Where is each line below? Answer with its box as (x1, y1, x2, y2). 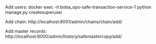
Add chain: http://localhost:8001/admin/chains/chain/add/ (5, 19, 123, 24)
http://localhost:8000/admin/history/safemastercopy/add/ (5, 34, 122, 39)
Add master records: (5, 28, 47, 34)
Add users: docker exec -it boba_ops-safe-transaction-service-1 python (5, 4, 152, 10)
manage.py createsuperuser (5, 9, 62, 15)
